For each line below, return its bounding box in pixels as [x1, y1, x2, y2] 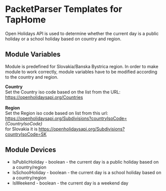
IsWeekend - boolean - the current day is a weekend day [12, 180, 129, 186]
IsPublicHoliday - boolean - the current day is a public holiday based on [12, 159, 159, 165]
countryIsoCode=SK [5, 131, 47, 137]
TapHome [5, 14, 46, 25]
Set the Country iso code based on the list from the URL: [5, 89, 120, 95]
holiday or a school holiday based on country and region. [5, 36, 121, 42]
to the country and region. [5, 74, 58, 80]
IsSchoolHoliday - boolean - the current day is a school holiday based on [12, 169, 162, 175]
